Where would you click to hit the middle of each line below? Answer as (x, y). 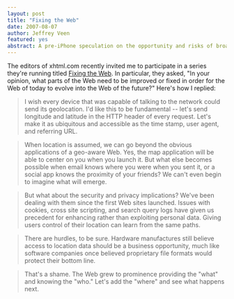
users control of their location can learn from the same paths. (112, 225)
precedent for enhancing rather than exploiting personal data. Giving (123, 217)
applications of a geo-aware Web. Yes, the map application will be (119, 152)
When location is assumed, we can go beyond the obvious (108, 145)
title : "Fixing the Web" (43, 20)
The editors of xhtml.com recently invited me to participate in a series (107, 66)
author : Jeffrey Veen (39, 33)
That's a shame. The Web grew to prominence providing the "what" (121, 274)
